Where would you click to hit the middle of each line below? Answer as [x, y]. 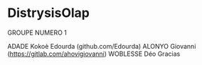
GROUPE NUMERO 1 [37, 32]
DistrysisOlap [49, 13]
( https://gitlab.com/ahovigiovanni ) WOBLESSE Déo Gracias [94, 54]
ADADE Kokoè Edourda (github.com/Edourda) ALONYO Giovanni [102, 46]
